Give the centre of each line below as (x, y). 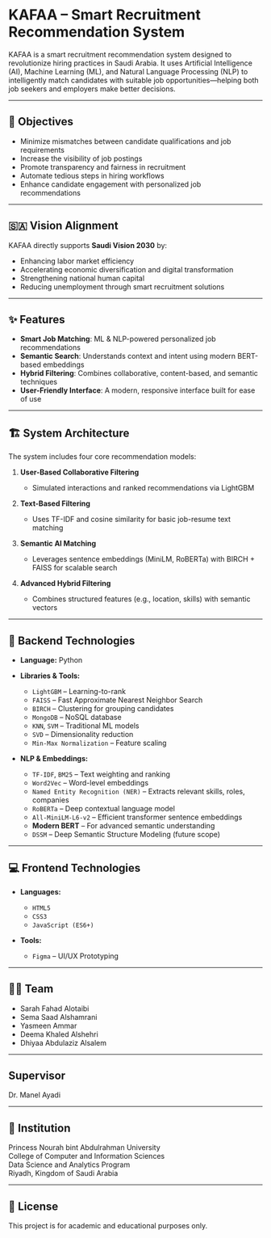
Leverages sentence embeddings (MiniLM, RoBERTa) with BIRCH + (144, 559)
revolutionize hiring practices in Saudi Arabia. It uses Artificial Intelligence (130, 63)
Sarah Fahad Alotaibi (54, 1009)
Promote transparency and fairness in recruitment (103, 166)
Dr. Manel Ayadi (35, 1095)
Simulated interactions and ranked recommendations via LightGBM (143, 488)
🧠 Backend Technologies (72, 640)
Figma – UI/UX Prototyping (75, 956)
